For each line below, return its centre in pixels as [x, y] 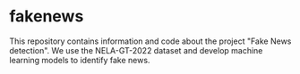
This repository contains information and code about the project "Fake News [150, 41]
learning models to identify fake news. [80, 60]
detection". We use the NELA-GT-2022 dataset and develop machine [136, 50]
